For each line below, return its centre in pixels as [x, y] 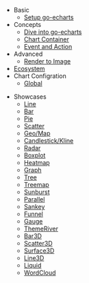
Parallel [34, 199]
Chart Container [47, 39]
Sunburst [37, 192]
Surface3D [39, 251]
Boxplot [35, 155]
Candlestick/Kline [49, 140]
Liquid [33, 265]
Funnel [33, 214]
